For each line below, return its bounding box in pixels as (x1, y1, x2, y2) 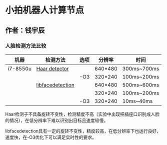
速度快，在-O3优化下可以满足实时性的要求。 (5, 134, 96, 140)
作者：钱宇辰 (5, 26, 45, 34)
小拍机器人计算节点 (5, 4, 84, 16)
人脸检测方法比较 (5, 42, 46, 49)
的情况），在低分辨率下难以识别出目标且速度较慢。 (5, 117, 108, 123)
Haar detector (36, 65, 69, 72)
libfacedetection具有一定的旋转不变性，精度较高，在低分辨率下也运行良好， (5, 128, 161, 134)
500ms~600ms (122, 81, 159, 88)
